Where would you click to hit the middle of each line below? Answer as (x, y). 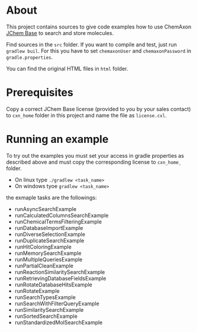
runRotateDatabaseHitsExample (54, 285)
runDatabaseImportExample (49, 228)
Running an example (57, 139)
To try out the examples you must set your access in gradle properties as (95, 155)
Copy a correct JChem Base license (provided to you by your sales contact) (98, 109)
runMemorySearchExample (48, 253)
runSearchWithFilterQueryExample (57, 304)
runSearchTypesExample (45, 297)
